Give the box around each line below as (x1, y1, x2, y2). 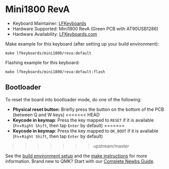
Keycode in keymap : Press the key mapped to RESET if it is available (12, 117, 154, 123)
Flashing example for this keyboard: (5, 59, 80, 65)
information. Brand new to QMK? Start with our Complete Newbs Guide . (5, 158, 155, 164)
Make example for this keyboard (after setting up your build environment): (5, 40, 159, 47)
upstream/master (93, 143, 130, 149)
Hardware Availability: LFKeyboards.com (12, 31, 98, 37)
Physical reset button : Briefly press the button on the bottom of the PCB (12, 106, 164, 112)
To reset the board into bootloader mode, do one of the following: (5, 96, 142, 102)
